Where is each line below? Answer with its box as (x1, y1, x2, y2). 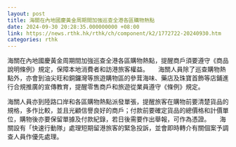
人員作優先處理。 (13, 132, 63, 141)
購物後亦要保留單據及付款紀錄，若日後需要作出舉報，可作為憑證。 (19, 115, 211, 123)
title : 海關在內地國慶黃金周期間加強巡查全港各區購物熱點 (7, 17, 155, 24)
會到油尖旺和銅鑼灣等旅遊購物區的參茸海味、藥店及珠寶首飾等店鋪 (31, 74, 223, 83)
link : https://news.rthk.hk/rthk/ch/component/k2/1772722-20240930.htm (7, 29, 221, 37)
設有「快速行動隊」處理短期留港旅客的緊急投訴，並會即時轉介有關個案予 (13, 124, 223, 132)
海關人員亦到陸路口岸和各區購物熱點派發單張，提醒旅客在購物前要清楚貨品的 (7, 97, 229, 106)
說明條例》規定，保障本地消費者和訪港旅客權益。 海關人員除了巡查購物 (7, 65, 220, 73)
